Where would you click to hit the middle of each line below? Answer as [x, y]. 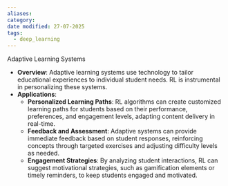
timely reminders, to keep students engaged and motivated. [113, 175]
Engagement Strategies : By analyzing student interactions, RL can [123, 160]
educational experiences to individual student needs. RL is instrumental [118, 80]
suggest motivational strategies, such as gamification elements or [121, 168]
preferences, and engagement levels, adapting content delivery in [121, 117]
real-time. [41, 124]
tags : [15, 33]
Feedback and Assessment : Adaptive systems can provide [112, 131]
